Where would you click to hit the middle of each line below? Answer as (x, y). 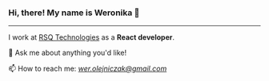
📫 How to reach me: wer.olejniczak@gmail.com (88, 69)
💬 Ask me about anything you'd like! (67, 53)
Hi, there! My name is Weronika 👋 (74, 13)
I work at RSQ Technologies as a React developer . (91, 37)
